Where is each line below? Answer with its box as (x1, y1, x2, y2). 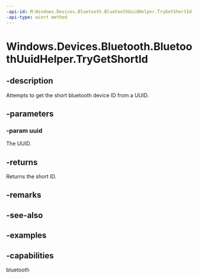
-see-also (6, 210, 43, 220)
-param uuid (6, 126, 43, 135)
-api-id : (6, 8, 28, 15)
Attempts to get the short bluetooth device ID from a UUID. (6, 91, 149, 98)
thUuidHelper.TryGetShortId (6, 52, 148, 66)
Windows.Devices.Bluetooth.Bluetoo (6, 40, 192, 53)
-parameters (6, 108, 54, 119)
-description (6, 76, 53, 86)
